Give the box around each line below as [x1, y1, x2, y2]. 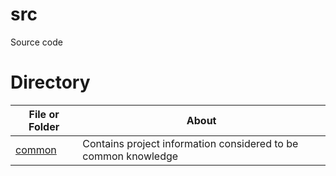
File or [28, 107, 60, 121]
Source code [10, 36, 63, 48]
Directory [10, 71, 91, 94]
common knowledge [82, 149, 179, 163]
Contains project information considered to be [82, 136, 299, 150]
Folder [28, 119, 60, 133]
